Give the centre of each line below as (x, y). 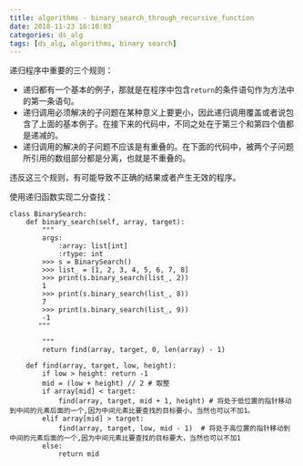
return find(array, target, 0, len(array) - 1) (134, 350)
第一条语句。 (55, 101)
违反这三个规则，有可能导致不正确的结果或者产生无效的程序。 (125, 178)
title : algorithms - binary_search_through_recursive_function (132, 18)
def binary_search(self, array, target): (105, 223)
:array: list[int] (93, 246)
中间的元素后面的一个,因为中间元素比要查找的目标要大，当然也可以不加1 (125, 439)
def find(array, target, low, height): (101, 366)
